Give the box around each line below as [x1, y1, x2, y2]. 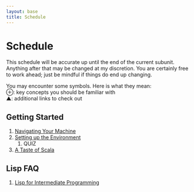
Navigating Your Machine [14, 127, 76, 135]
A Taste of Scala [14, 146, 55, 153]
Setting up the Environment [14, 134, 81, 141]
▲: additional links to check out [6, 95, 82, 102]
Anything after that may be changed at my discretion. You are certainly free [6, 65, 189, 72]
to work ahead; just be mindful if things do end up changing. [6, 71, 152, 78]
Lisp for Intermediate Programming [14, 179, 100, 186]
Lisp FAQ [6, 163, 39, 173]
